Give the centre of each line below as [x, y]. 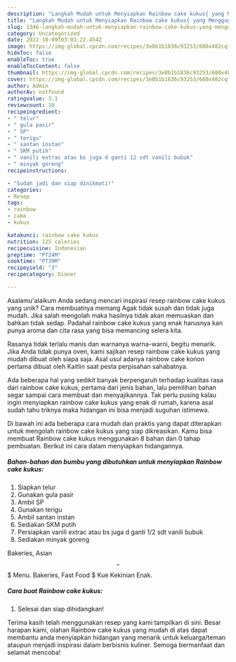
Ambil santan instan [46, 517]
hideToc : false [29, 53]
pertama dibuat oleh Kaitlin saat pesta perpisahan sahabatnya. [98, 366]
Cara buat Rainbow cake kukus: [55, 591]
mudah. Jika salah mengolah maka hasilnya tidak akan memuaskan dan [111, 315]
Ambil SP [31, 502]
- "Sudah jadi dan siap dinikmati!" [61, 183]
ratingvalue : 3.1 [33, 99]
